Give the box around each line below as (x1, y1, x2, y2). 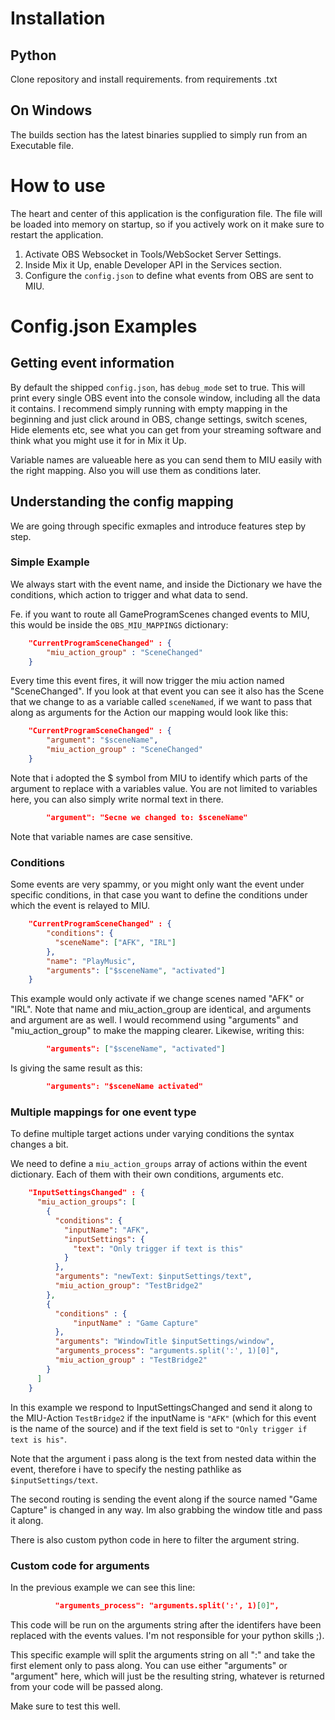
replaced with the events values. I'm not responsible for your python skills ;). (10, 1629, 325, 1641)
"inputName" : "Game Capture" (73, 1318, 199, 1328)
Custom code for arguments (10, 1558, 150, 1572)
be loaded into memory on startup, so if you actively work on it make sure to (10, 218, 325, 230)
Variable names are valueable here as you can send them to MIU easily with (10, 453, 323, 466)
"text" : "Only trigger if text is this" (73, 1243, 244, 1254)
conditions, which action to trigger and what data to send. (10, 588, 248, 601)
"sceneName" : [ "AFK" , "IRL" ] (54, 937, 177, 947)
